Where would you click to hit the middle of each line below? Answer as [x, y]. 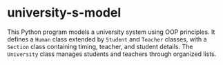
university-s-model [64, 13]
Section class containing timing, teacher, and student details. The [100, 46]
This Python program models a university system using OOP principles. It [111, 32]
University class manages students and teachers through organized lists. [112, 54]
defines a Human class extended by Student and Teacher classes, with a [107, 39]
